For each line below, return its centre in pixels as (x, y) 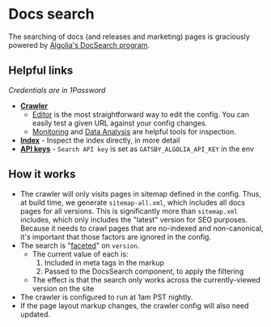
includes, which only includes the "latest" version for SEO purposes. (134, 219)
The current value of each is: (80, 254)
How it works (42, 174)
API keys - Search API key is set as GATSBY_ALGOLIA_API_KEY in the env (137, 149)
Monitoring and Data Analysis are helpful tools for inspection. (134, 131)
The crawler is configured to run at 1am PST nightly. (106, 297)
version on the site (63, 288)
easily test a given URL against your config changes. (120, 123)
